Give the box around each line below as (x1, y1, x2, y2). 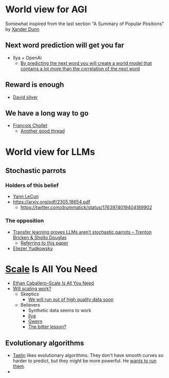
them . (12, 363, 26, 369)
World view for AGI (5, 4, 87, 15)
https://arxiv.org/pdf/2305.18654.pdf (12, 199, 91, 205)
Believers (20, 302, 41, 308)
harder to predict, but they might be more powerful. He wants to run (12, 358, 157, 364)
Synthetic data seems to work (28, 307, 91, 314)
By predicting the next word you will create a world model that (20, 60, 153, 66)
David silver (12, 94, 38, 100)
